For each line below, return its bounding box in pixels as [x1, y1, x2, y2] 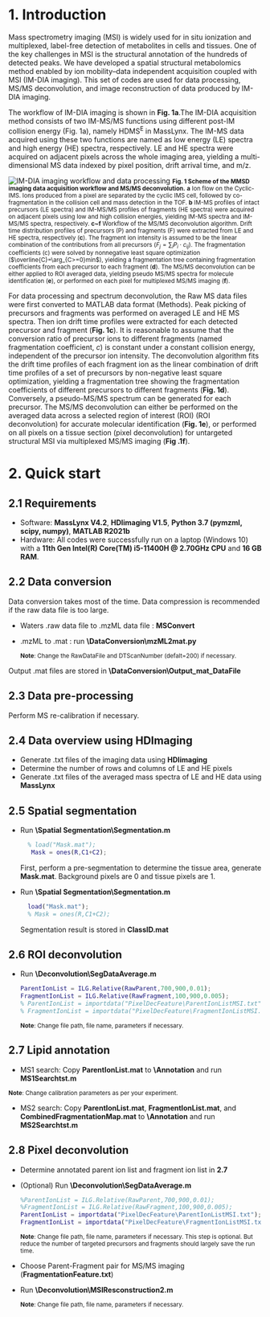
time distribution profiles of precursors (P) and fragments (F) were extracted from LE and [8, 227, 254, 235]
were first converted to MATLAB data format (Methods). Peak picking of [8, 299, 247, 309]
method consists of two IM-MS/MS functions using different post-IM [8, 116, 235, 125]
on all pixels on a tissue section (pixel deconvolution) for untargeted [8, 428, 233, 437]
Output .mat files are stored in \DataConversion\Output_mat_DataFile [8, 666, 241, 675]
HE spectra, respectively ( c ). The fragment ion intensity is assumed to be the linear [8, 233, 237, 242]
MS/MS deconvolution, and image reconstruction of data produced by [8, 83, 240, 93]
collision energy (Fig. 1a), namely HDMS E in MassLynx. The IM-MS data [8, 125, 245, 136]
